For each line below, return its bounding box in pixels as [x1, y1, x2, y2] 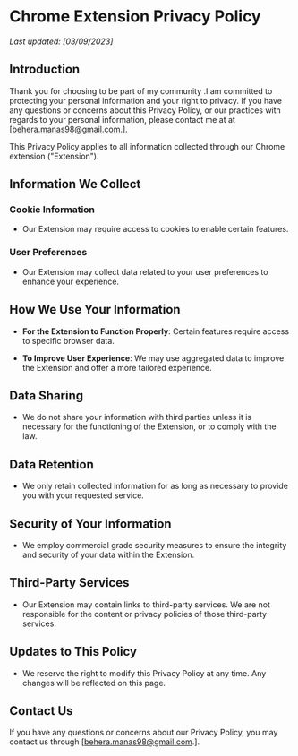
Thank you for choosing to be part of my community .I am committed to [9, 85, 273, 96]
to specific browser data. [21, 335, 115, 346]
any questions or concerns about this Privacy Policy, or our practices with [9, 105, 282, 116]
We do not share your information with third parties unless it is [21, 412, 252, 423]
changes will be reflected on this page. [21, 677, 166, 688]
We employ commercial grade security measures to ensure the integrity [21, 539, 287, 550]
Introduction [9, 62, 81, 77]
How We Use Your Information [9, 302, 181, 317]
